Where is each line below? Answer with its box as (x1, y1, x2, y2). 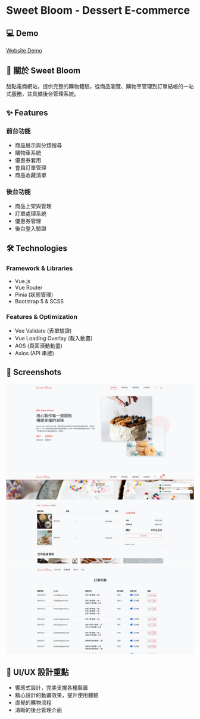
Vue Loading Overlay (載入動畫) (14, 334, 93, 342)
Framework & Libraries (6, 264, 73, 272)
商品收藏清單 (14, 171, 46, 179)
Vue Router (14, 284, 43, 291)
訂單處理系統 (14, 210, 46, 217)
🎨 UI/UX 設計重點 (6, 667, 70, 677)
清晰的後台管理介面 (14, 706, 62, 714)
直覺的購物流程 (14, 699, 52, 706)
